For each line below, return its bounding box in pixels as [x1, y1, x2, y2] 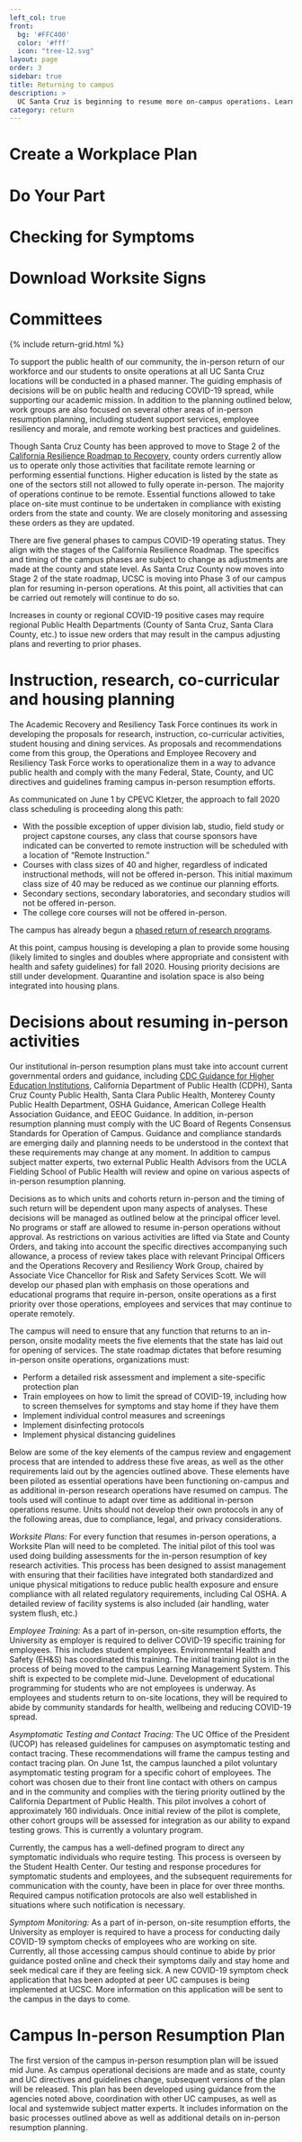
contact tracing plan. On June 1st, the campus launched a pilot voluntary [9, 1757, 278, 1768]
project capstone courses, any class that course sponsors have [22, 830, 258, 841]
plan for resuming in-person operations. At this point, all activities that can [9, 582, 284, 593]
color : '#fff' [17, 38, 70, 48]
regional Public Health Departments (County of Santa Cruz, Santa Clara [9, 619, 274, 630]
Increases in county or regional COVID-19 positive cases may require [9, 609, 265, 620]
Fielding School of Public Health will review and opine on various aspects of [9, 1166, 290, 1177]
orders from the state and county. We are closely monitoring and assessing [9, 507, 288, 518]
